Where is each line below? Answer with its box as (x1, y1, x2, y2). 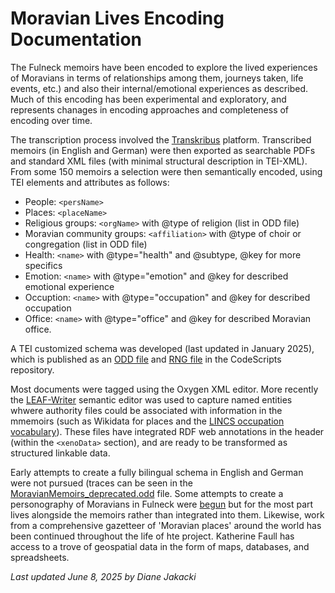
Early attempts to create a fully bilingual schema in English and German (10, 466, 304, 478)
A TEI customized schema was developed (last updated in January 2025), (10, 342, 315, 354)
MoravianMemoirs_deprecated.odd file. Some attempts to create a (10, 487, 284, 499)
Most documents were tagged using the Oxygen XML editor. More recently (10, 383, 319, 395)
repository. (10, 363, 55, 376)
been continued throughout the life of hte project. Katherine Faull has (10, 530, 295, 542)
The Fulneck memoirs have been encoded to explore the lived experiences (10, 61, 318, 73)
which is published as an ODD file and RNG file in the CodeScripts (10, 353, 282, 365)
